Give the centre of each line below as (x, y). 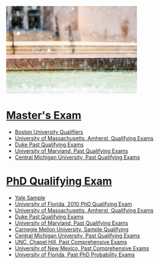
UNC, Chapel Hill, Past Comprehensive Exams (71, 242)
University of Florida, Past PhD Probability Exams (75, 254)
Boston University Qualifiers (49, 132)
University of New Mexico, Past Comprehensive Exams (82, 248)
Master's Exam (44, 116)
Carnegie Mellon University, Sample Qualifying (72, 229)
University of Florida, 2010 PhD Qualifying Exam (73, 204)
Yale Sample (30, 197)
